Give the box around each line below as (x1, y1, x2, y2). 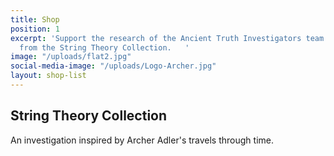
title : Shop (10, 14, 60, 25)
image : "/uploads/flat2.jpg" (10, 52, 132, 62)
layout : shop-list (10, 71, 87, 81)
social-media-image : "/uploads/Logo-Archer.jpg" (10, 61, 217, 71)
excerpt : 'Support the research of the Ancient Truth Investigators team (10, 33, 325, 43)
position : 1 (10, 24, 60, 34)
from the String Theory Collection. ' (19, 42, 190, 53)
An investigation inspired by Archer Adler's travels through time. (10, 134, 274, 146)
